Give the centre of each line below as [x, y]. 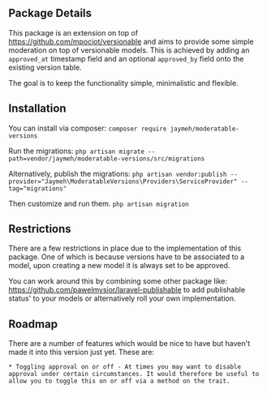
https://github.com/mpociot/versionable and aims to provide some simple [131, 41]
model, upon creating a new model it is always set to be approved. [119, 266]
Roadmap [33, 324]
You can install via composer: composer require [88, 128]
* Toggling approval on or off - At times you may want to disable [125, 367]
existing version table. [45, 67]
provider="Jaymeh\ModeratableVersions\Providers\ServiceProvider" [123, 182]
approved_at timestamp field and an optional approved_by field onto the [126, 58]
